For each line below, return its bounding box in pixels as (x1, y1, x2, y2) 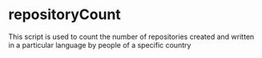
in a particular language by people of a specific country (8, 40, 191, 49)
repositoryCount (8, 6, 122, 24)
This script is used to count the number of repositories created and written (8, 32, 255, 41)
